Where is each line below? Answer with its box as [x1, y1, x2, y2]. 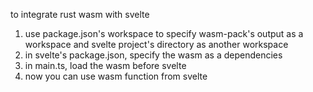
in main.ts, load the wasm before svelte [24, 60, 187, 71]
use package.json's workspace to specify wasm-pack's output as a [24, 28, 304, 39]
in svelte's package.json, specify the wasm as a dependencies [24, 49, 283, 61]
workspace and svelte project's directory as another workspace [24, 39, 289, 50]
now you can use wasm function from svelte [24, 70, 208, 82]
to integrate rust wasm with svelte [10, 9, 150, 20]
